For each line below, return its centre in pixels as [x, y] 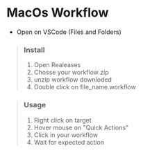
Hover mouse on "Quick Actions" [81, 127]
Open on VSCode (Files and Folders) [69, 32]
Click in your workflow [66, 135]
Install [34, 50]
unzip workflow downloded [73, 80]
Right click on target [62, 120]
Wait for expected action [69, 142]
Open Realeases [57, 65]
